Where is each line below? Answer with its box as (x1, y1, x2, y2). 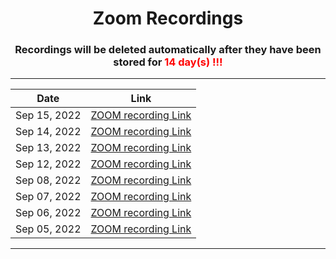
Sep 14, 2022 (15, 125, 82, 139)
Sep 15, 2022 (15, 108, 82, 122)
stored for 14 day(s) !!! (113, 55, 223, 69)
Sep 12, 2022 (15, 157, 82, 171)
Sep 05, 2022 (15, 222, 82, 236)
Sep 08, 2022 (15, 173, 82, 187)
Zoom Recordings (92, 7, 244, 30)
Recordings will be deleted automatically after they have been (14, 43, 322, 57)
